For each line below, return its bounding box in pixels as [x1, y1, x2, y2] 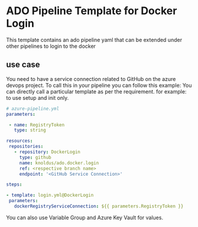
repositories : [8, 144, 44, 150]
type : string [14, 127, 46, 134]
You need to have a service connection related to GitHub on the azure [6, 75, 176, 82]
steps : [6, 181, 22, 187]
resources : [6, 138, 33, 144]
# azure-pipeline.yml [6, 105, 60, 112]
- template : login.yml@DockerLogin [6, 192, 94, 199]
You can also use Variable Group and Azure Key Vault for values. [6, 214, 164, 221]
